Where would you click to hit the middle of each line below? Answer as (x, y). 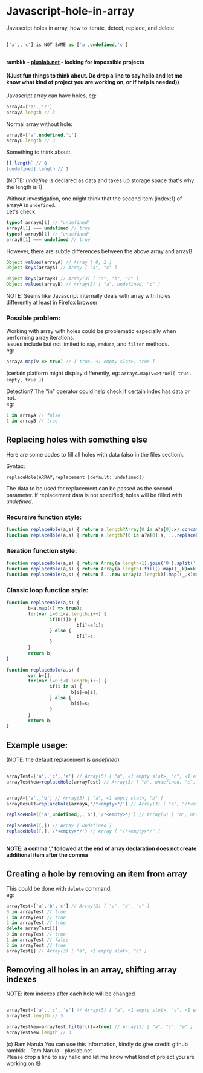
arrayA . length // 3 (31, 112)
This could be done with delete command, (59, 888)
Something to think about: (38, 152)
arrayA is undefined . (31, 205)
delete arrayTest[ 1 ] (32, 929)
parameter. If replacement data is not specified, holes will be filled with (94, 495)
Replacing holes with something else (77, 440)
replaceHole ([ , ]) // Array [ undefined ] (59, 826)
